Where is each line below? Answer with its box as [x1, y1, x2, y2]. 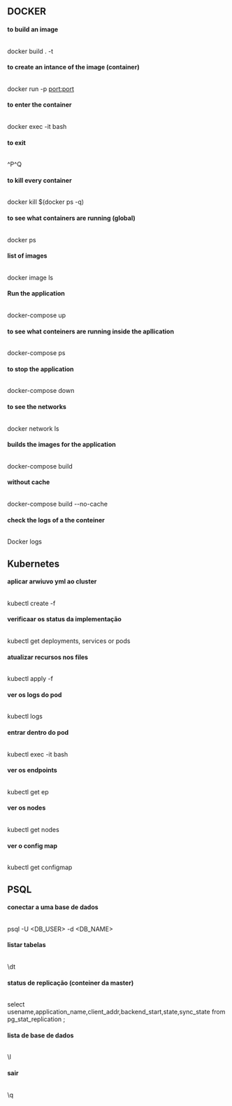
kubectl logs [7, 712, 43, 721]
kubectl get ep [7, 787, 49, 796]
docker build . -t [7, 47, 54, 55]
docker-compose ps [7, 349, 66, 357]
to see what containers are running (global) [7, 214, 136, 222]
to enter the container [7, 101, 72, 109]
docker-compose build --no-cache [7, 500, 108, 509]
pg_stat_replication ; [7, 1015, 66, 1023]
